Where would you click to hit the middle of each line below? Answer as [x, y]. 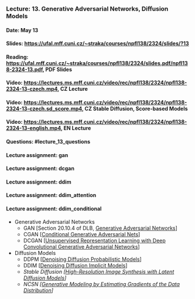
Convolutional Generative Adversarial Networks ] [81, 247]
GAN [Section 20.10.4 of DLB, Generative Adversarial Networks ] [100, 228]
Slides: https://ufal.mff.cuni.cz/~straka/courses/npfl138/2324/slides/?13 [97, 43]
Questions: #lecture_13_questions [48, 142]
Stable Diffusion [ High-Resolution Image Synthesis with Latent [99, 271]
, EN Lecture [76, 128]
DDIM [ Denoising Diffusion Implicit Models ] [75, 265]
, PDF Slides [57, 69]
